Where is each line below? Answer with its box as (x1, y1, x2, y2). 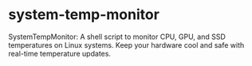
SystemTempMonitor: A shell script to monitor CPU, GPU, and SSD (8, 32, 226, 41)
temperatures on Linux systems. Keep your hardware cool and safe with (8, 40, 245, 49)
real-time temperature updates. (8, 49, 112, 58)
